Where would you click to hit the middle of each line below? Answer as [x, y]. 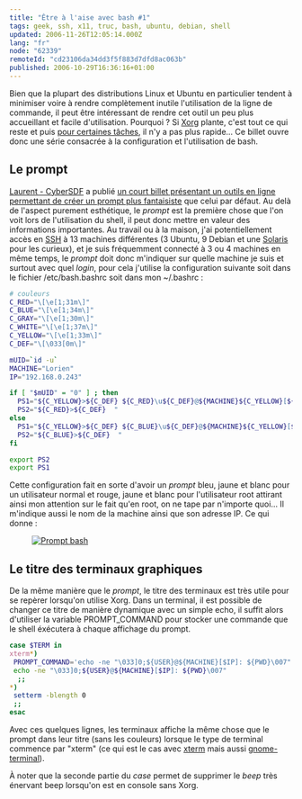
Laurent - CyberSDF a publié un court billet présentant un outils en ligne [142, 191]
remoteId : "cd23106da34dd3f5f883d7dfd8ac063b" [98, 59]
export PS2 [30, 460]
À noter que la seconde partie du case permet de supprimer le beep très [143, 776]
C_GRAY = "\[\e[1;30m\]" [52, 319]
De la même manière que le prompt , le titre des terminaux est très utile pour [149, 591]
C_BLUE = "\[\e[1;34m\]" [52, 310]
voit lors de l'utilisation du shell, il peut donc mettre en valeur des [130, 220]
